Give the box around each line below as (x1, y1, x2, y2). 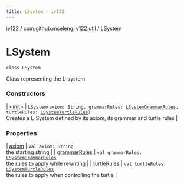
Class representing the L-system (6, 75, 86, 82)
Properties (6, 129, 37, 137)
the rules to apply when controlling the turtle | (6, 172, 117, 179)
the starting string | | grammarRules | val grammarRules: (6, 149, 142, 156)
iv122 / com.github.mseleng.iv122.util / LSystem (6, 25, 122, 32)
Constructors (6, 89, 45, 98)
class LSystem (6, 65, 41, 71)
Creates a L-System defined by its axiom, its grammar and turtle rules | (6, 114, 178, 121)
